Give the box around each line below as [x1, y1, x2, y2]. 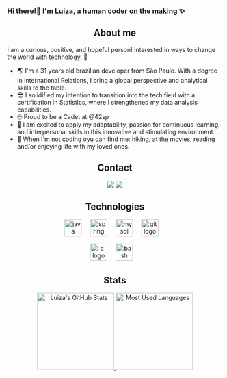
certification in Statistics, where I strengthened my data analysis [16, 98, 198, 106]
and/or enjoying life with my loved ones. [16, 142, 130, 150]
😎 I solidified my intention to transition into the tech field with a [16, 90, 196, 99]
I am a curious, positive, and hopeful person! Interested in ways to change [7, 45, 216, 53]
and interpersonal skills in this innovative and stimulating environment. [16, 127, 215, 136]
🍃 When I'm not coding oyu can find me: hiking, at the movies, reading [16, 135, 215, 143]
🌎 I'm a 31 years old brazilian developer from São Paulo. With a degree [16, 66, 217, 75]
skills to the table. [16, 84, 67, 92]
